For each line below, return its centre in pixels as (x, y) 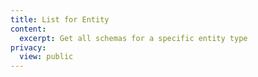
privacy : (28, 47)
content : (28, 29)
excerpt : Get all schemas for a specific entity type (133, 38)
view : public (46, 57)
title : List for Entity (60, 19)
